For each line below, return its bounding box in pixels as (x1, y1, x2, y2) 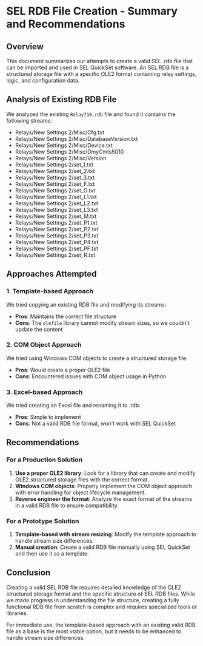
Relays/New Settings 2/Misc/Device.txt (15, 141, 113, 149)
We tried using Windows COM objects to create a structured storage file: (6, 354, 188, 362)
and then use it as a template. (15, 550, 89, 557)
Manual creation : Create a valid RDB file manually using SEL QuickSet (15, 543, 191, 551)
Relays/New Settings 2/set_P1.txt (15, 219, 98, 226)
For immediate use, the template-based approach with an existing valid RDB (6, 621, 196, 628)
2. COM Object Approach (6, 341, 82, 349)
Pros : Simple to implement (15, 413, 82, 421)
